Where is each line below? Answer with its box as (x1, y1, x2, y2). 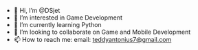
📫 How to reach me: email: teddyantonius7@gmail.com (13, 36, 172, 43)
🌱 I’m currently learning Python (13, 21, 102, 28)
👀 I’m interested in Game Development (13, 14, 122, 22)
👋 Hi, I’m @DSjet (13, 7, 60, 14)
